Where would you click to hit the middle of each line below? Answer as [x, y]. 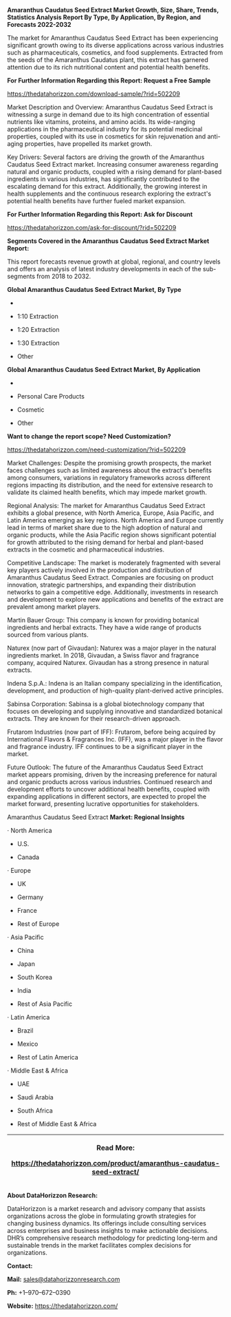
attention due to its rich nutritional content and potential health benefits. [109, 67]
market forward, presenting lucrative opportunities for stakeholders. [103, 804]
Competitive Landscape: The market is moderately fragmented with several [114, 563]
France [27, 910]
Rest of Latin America [48, 1057]
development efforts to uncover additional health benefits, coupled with [109, 789]
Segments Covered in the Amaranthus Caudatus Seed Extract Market [108, 241]
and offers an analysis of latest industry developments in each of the [104, 269]
